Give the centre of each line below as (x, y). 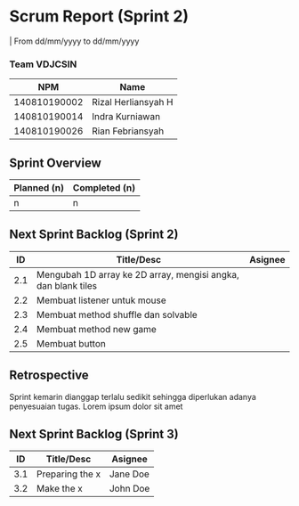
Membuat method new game (97, 329)
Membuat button (72, 343)
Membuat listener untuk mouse (101, 300)
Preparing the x (69, 474)
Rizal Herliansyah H (133, 102)
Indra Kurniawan (126, 117)
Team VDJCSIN (43, 64)
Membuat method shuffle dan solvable (117, 314)
